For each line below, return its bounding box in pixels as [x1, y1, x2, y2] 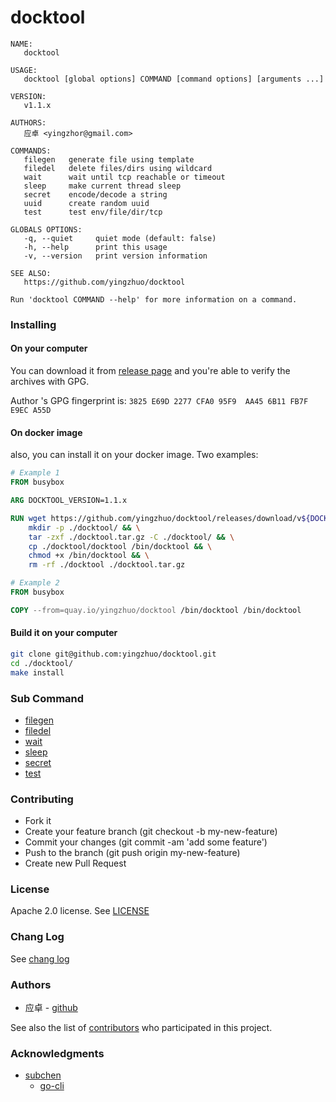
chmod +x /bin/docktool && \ [28, 551, 150, 561]
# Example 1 [10, 468, 60, 478]
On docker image [10, 426, 83, 438]
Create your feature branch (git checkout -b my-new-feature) [24, 826, 278, 838]
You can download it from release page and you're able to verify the [10, 365, 291, 377]
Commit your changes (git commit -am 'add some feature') [24, 836, 268, 848]
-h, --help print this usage [23, 242, 168, 252]
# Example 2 [10, 578, 60, 588]
